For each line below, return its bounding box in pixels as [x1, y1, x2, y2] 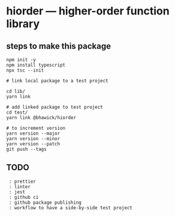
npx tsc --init [6, 67, 44, 73]
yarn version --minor [6, 136, 61, 142]
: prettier [8, 179, 36, 185]
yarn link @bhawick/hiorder [6, 115, 77, 121]
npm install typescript [6, 62, 66, 68]
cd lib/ [6, 88, 26, 94]
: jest [8, 189, 26, 195]
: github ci [8, 194, 39, 200]
